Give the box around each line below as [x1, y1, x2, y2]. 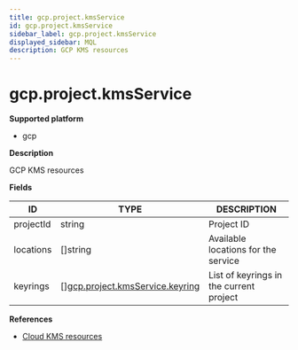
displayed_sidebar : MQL [9, 37, 98, 47]
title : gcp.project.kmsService [9, 12, 125, 22]
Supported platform [9, 113, 84, 124]
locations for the [208, 244, 277, 256]
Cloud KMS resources [21, 331, 103, 342]
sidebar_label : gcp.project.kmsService [9, 29, 157, 38]
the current [208, 280, 255, 292]
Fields [9, 183, 33, 193]
